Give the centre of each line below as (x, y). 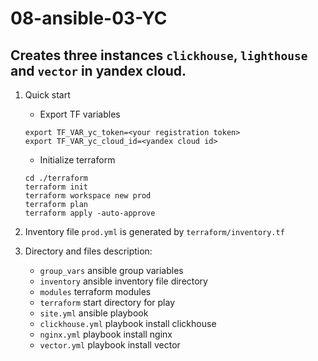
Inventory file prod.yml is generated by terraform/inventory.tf (154, 231)
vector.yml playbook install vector (110, 345)
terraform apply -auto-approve (90, 213)
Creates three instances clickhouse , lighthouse (159, 55)
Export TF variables (80, 114)
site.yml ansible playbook (94, 313)
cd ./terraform (56, 178)
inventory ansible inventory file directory (123, 281)
